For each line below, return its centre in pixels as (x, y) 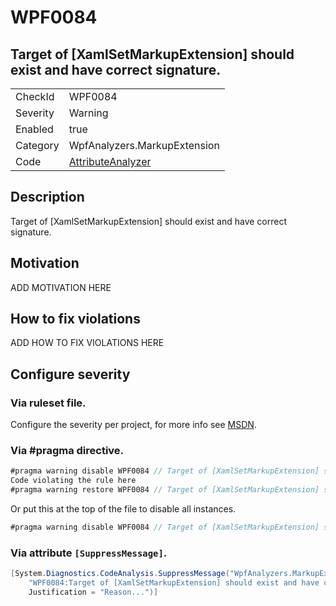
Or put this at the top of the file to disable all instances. (123, 509)
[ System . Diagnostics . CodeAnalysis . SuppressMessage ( (120, 574)
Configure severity (70, 374)
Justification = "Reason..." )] (93, 592)
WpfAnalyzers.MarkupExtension (144, 145)
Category (37, 145)
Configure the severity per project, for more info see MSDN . (133, 425)
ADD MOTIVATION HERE (61, 287)
